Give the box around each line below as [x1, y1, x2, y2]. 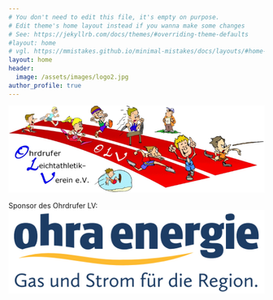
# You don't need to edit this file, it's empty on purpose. [8, 13, 220, 21]
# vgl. [8, 47, 31, 56]
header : [8, 65, 35, 73]
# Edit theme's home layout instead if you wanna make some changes [8, 21, 245, 30]
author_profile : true [8, 81, 82, 89]
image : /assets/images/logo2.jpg [15, 73, 129, 81]
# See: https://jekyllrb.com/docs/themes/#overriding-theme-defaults [8, 30, 249, 38]
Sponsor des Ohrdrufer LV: [8, 200, 98, 210]
